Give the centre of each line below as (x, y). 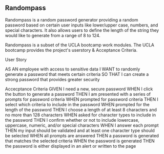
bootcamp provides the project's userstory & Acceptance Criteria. (71, 50)
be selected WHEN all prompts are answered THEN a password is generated (82, 135)
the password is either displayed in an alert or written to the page (71, 146)
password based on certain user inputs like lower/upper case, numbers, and (82, 25)
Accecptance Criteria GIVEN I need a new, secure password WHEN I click (79, 89)
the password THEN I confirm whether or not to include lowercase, (72, 120)
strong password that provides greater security (52, 79)
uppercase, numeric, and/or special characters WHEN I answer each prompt (82, 125)
